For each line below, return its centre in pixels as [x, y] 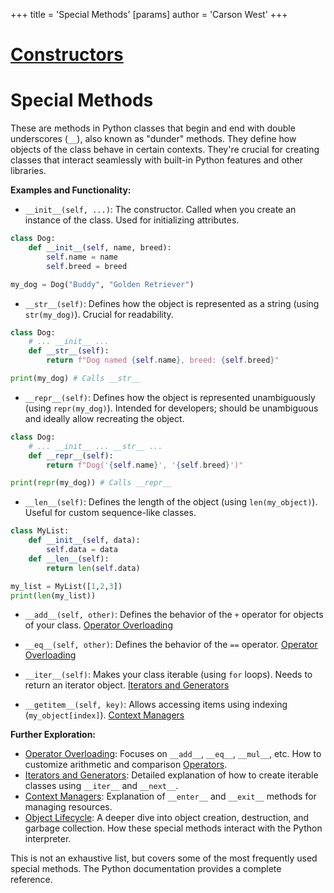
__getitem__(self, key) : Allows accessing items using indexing [156, 705]
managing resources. [68, 807]
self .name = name [82, 257]
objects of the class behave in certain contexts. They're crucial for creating [165, 150]
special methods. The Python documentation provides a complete [146, 869]
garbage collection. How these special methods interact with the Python [173, 828]
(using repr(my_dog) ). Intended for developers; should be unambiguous [171, 408]
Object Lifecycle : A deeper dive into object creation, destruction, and [167, 818]
